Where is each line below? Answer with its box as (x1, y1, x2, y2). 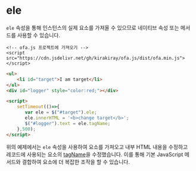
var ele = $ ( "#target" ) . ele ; (24, 109, 97, 115)
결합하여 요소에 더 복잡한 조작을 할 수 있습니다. (21, 158, 130, 165)
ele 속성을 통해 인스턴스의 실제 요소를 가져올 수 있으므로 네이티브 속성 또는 (6, 24, 180, 31)
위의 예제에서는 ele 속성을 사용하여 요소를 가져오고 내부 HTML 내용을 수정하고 (6, 143, 188, 150)
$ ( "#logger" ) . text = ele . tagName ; (24, 120, 111, 126)
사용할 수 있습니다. (17, 31, 61, 39)
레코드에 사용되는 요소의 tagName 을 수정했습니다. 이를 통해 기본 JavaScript (6, 151, 183, 158)
